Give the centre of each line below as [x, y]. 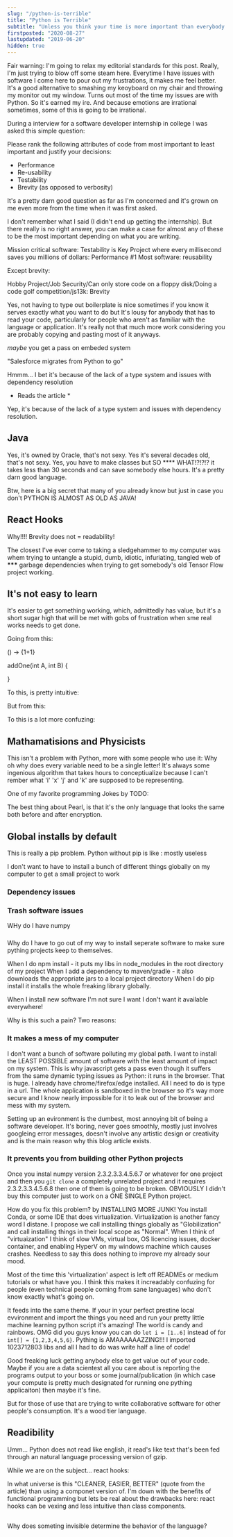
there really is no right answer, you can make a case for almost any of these [115, 229]
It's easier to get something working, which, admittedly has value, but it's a [114, 610]
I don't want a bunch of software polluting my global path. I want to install [112, 1054]
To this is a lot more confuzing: [51, 720]
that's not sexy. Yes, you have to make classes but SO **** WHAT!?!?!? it [111, 462]
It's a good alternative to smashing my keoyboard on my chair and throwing [115, 88]
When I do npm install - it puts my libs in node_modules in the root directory [115, 964]
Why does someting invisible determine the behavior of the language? [107, 1526]
